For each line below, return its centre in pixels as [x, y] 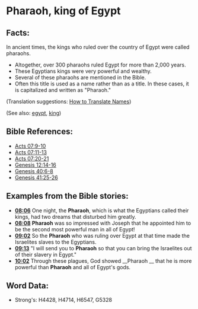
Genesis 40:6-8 [34, 171]
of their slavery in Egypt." [46, 254]
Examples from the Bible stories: [67, 196]
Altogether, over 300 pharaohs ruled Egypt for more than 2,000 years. [100, 65]
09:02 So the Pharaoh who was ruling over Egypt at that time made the [102, 235]
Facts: [18, 33]
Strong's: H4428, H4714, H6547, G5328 [63, 300]
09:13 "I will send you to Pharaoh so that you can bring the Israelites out [103, 248]
